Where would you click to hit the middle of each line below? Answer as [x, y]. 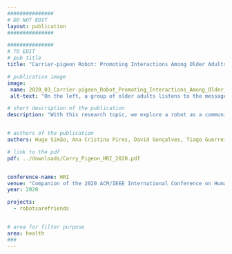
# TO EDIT [21, 52]
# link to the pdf [33, 152]
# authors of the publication [51, 134]
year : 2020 [23, 190]
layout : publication [37, 26]
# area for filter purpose [46, 227]
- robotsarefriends [41, 209]
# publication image [37, 76]
